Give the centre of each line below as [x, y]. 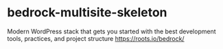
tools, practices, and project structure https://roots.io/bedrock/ [96, 38]
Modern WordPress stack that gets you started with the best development [111, 31]
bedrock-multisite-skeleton [87, 13]
